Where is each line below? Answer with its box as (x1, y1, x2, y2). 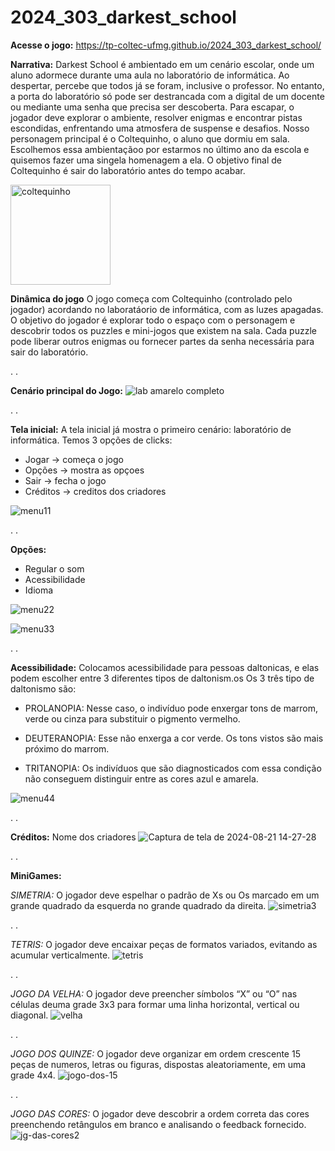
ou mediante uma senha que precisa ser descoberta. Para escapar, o (10, 101, 295, 113)
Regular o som (24, 562, 85, 575)
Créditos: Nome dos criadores (10, 831, 137, 843)
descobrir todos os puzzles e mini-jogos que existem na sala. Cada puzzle (10, 324, 317, 336)
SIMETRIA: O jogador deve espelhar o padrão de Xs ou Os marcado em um (10, 889, 320, 901)
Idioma (24, 584, 54, 596)
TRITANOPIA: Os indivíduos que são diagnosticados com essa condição (24, 762, 322, 774)
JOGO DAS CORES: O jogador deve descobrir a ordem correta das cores (10, 1107, 310, 1120)
